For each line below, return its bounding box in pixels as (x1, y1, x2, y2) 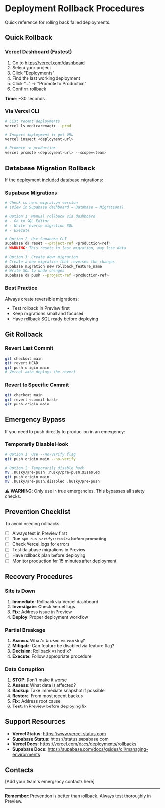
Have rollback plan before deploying (12, 552, 86, 558)
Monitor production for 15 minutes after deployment (12, 558, 117, 564)
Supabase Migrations (5, 189, 57, 196)
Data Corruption (5, 666, 45, 673)
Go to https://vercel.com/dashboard (12, 60, 85, 66)
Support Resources (5, 717, 66, 726)
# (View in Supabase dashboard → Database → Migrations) (5, 205, 124, 210)
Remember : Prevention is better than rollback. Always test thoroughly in (5, 793, 151, 799)
